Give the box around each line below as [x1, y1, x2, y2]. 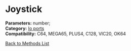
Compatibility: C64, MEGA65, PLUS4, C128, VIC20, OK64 [5, 30, 126, 36]
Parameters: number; [5, 20, 51, 26]
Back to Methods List [5, 40, 50, 46]
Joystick [5, 3, 42, 15]
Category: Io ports [5, 25, 45, 31]
